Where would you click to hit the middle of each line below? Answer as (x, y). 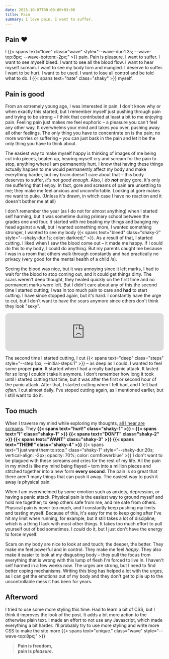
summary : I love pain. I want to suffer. (49, 19)
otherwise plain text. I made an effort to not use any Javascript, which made (84, 620)
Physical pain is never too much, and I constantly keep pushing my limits (80, 507)
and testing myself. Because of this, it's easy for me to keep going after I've (83, 513)
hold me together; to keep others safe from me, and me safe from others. (81, 502)
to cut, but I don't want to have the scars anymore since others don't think (82, 301)
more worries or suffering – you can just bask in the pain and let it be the (80, 138)
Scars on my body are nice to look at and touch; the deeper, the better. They (84, 544)
